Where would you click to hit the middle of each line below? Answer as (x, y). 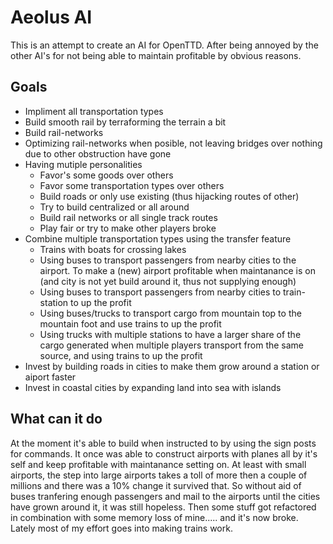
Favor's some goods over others (106, 175)
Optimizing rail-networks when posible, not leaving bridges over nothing (173, 143)
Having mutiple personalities (83, 164)
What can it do (56, 419)
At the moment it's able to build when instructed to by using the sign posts (163, 443)
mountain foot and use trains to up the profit (130, 323)
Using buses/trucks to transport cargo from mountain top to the (170, 313)
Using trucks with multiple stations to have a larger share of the (170, 334)
